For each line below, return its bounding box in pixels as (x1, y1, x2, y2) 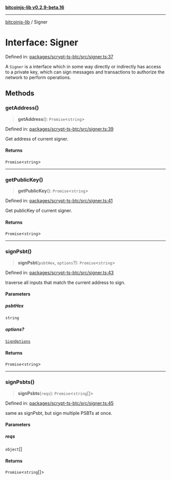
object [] (5, 446, 23, 452)
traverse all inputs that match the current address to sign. (5, 279, 126, 285)
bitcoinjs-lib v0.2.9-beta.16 (5, 5, 65, 10)
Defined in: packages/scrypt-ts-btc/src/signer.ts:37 (5, 54, 113, 60)
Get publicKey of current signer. (5, 207, 72, 214)
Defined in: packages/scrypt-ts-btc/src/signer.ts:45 (5, 400, 114, 406)
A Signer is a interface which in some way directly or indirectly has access (5, 63, 161, 69)
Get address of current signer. (5, 136, 69, 142)
